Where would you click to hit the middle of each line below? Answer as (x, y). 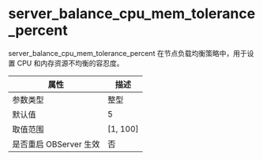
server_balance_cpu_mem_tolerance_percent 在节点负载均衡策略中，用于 (128, 53)
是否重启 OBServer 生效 (56, 144)
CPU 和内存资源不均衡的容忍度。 (70, 63)
